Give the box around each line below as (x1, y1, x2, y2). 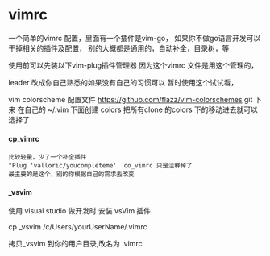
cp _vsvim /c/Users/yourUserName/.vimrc (8, 222, 147, 232)
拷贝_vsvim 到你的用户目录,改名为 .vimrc (8, 239, 143, 249)
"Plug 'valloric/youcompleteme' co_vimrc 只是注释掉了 (8, 162, 193, 170)
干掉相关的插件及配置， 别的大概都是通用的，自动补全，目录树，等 (8, 43, 230, 53)
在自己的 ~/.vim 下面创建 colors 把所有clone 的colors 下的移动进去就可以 (17, 105, 258, 114)
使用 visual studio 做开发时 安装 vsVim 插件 (8, 206, 152, 216)
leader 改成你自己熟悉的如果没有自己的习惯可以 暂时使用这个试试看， (8, 77, 239, 87)
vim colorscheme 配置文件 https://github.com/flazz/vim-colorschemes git (8, 94, 253, 104)
